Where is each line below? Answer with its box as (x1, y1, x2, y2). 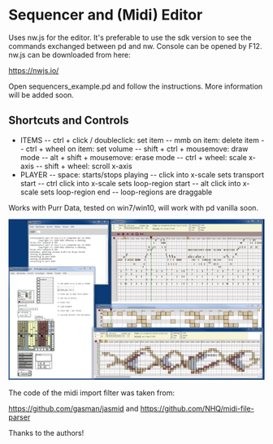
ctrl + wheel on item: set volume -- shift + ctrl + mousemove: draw (25, 144, 249, 154)
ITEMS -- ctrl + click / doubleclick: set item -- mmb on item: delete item (19, 135, 260, 145)
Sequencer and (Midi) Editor (8, 6, 203, 24)
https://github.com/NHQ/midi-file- (140, 403, 254, 413)
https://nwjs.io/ (8, 65, 59, 75)
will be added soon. (8, 89, 75, 99)
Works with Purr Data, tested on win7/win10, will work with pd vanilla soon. (8, 202, 258, 212)
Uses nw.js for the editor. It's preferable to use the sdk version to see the (8, 33, 252, 42)
